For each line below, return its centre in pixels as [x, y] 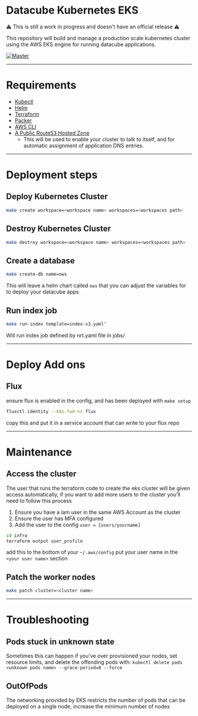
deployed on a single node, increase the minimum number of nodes [88, 706]
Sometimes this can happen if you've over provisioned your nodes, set [92, 656]
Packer [23, 120]
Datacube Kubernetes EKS [72, 10]
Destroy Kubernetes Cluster [59, 229]
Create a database [40, 261]
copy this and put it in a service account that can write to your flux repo [93, 422]
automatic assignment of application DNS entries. [84, 145]
